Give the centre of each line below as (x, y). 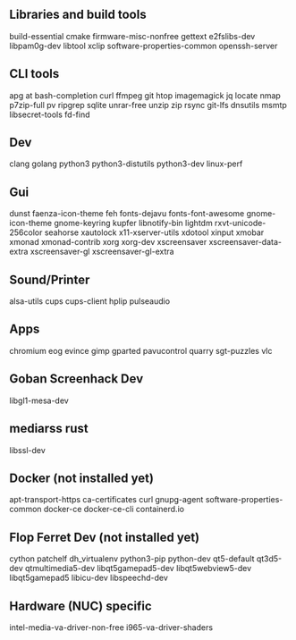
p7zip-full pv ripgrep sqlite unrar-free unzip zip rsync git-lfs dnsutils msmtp (148, 105)
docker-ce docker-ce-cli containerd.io (114, 509)
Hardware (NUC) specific (80, 606)
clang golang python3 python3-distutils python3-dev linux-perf (126, 164)
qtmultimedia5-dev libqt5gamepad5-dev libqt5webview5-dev (139, 568)
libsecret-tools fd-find (50, 114)
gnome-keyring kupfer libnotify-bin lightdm (133, 223)
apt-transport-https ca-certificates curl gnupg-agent (106, 500)
